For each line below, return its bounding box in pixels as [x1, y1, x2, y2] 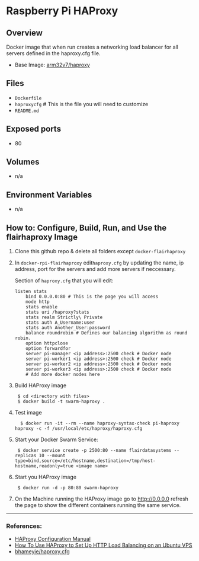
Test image [14, 409, 43, 416]
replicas [14, 452, 37, 459]
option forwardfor [25, 346, 71, 352]
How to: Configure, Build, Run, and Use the [6, 222, 167, 232]
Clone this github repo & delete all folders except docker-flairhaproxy [14, 248, 186, 255]
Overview [6, 28, 43, 38]
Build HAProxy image [14, 382, 67, 389]
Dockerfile [14, 95, 42, 101]
